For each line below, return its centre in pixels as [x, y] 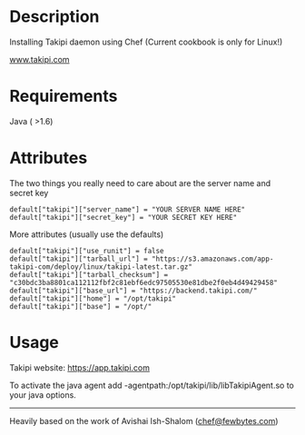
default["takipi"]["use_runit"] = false [87, 251]
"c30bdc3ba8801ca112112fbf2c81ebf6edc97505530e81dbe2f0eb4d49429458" [144, 282]
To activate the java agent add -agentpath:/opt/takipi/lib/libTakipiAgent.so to [152, 385]
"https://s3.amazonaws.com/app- [212, 259]
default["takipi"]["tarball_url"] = [79, 259]
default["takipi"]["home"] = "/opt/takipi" [93, 298]
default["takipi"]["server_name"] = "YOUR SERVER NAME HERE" [128, 209]
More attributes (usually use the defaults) [87, 234]
